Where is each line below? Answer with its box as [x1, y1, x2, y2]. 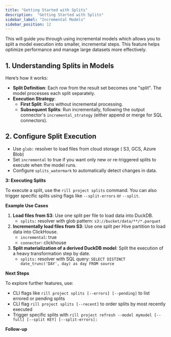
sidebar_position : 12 [5, 21, 52, 27]
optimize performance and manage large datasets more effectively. [5, 46, 147, 53]
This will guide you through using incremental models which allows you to [5, 36, 161, 42]
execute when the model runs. [12, 162, 77, 168]
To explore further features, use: [5, 280, 74, 286]
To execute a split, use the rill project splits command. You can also [5, 187, 157, 193]
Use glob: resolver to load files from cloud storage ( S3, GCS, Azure [12, 146, 156, 152]
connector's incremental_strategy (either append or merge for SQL [20, 112, 162, 118]
